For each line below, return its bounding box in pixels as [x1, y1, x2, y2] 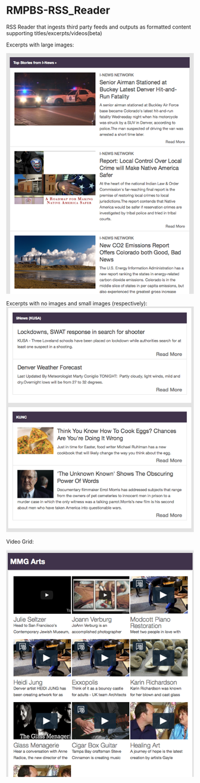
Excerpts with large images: [6, 41, 74, 48]
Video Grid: [6, 538, 34, 545]
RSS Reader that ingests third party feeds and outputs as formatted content [6, 23, 192, 30]
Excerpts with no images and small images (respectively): [6, 300, 148, 307]
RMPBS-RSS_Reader [6, 4, 110, 17]
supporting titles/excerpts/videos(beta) [6, 29, 102, 36]
